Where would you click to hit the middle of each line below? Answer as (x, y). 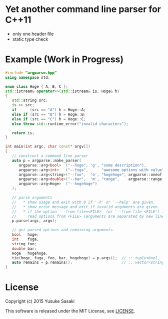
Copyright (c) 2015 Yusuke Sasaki (40, 301)
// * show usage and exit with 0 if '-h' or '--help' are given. (83, 202)
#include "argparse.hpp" (31, 73)
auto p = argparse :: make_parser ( (46, 161)
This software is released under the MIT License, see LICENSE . (70, 311)
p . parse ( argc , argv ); (34, 221)
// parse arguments (32, 198)
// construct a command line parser (50, 156)
